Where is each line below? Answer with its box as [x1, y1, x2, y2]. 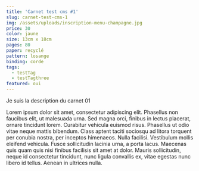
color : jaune [6, 31, 39, 37]
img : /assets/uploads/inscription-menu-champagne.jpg [6, 20, 143, 26]
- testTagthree [11, 75, 49, 81]
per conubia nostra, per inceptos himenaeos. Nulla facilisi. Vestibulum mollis [6, 134, 194, 141]
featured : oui [6, 81, 42, 87]
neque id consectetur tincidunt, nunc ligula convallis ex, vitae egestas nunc [6, 153, 191, 160]
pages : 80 [6, 42, 31, 48]
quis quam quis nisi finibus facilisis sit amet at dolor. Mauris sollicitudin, [6, 147, 181, 154]
